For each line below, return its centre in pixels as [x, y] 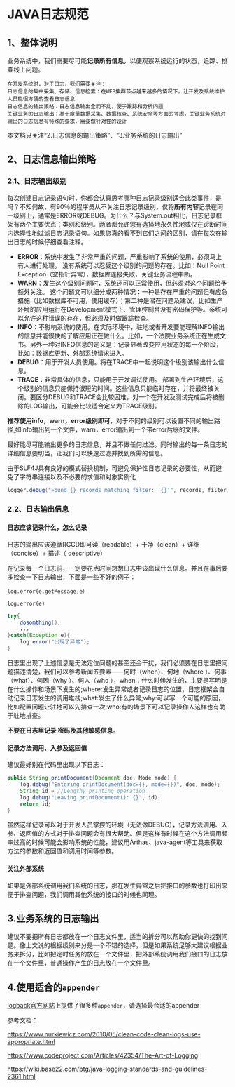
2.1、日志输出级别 [37, 181]
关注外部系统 [26, 868]
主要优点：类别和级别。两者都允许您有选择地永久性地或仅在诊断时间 [129, 224]
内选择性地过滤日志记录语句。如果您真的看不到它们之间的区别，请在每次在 [114, 233]
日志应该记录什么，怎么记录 [47, 528]
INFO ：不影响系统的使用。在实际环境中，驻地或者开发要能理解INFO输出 [121, 326]
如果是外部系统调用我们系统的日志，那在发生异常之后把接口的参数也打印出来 [117, 886]
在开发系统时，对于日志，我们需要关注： [57, 84]
